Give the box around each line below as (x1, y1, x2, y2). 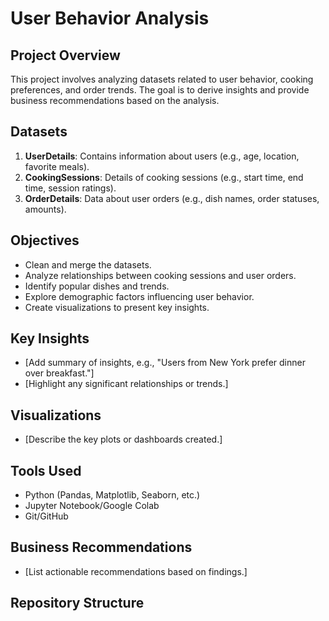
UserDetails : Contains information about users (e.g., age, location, (24, 150, 300, 162)
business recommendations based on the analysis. (10, 95, 220, 106)
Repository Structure (10, 595, 145, 612)
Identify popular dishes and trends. (24, 280, 170, 292)
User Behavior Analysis (10, 7, 210, 30)
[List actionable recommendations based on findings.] (24, 565, 248, 577)
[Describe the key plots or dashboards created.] (24, 433, 223, 446)
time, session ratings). (24, 182, 117, 194)
